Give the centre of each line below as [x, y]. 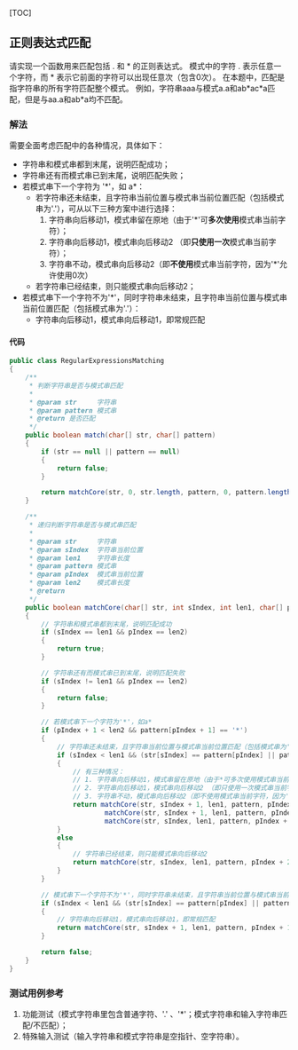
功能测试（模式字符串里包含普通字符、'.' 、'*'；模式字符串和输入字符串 [151, 1014]
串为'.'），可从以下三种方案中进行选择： [106, 209]
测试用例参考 [37, 993]
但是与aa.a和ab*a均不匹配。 [76, 99]
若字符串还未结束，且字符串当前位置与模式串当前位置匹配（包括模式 [160, 198]
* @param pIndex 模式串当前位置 [86, 575]
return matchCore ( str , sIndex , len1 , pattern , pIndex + [178, 863]
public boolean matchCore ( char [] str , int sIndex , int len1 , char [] [154, 607]
